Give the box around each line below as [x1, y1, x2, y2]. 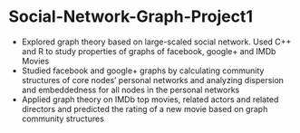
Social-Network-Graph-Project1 [8, 6, 254, 27]
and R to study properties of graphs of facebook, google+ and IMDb [21, 45, 276, 56]
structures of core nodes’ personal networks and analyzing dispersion [21, 74, 285, 85]
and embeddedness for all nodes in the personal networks [21, 84, 240, 95]
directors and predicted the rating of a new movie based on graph [21, 103, 268, 114]
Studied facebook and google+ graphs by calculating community [21, 65, 265, 76]
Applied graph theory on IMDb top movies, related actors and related [21, 93, 279, 105]
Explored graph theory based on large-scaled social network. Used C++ [21, 36, 292, 47]
